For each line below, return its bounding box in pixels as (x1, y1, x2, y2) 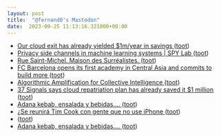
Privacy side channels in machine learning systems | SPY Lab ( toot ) (17, 49, 209, 57)
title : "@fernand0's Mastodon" (7, 17, 100, 23)
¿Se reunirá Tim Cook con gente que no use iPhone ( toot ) (17, 107, 181, 116)
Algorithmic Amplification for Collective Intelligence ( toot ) (17, 78, 180, 87)
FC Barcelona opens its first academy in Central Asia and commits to (17, 63, 212, 72)
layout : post (7, 10, 45, 17)
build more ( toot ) (17, 71, 65, 79)
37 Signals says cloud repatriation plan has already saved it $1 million (17, 85, 214, 94)
